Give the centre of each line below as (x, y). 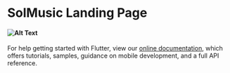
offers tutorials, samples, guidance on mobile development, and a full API (113, 56)
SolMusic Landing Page (77, 13)
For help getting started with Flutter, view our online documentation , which (115, 48)
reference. (22, 63)
